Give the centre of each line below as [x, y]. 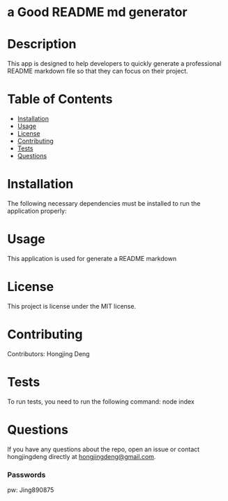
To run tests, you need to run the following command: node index [101, 401]
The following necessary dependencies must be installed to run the [104, 203]
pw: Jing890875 [31, 490]
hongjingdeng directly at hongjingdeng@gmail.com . [82, 456]
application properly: [37, 211]
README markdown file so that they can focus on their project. [98, 71]
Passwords [26, 474]
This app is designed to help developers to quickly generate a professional [114, 64]
